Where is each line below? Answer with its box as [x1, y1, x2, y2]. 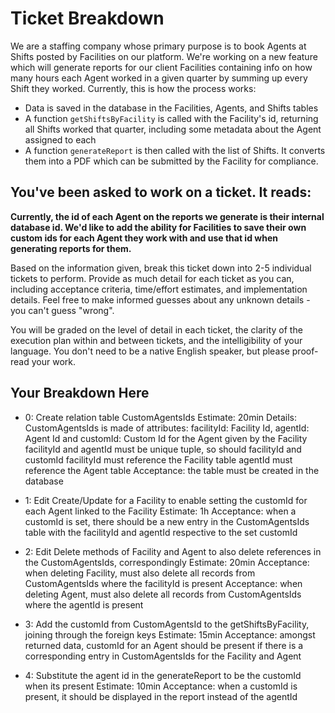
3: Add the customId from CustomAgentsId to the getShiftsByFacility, [24, 618, 310, 630]
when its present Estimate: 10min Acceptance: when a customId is [24, 680, 298, 692]
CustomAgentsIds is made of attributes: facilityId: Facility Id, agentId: [24, 422, 310, 434]
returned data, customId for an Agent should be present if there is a [24, 639, 304, 651]
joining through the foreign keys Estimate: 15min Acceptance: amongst [24, 628, 316, 641]
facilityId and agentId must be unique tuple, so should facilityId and [24, 443, 302, 455]
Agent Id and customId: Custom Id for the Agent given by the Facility [24, 432, 308, 444]
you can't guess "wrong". [10, 304, 115, 316]
